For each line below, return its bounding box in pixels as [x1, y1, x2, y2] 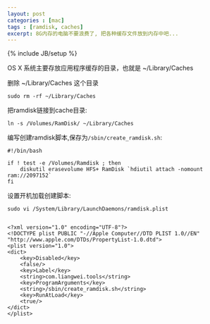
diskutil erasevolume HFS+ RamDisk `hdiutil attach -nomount [20, 166, 203, 173]
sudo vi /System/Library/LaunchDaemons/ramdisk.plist [7, 206, 169, 213]
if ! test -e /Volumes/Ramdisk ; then [7, 160, 121, 167]
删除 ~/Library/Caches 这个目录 [7, 79, 99, 87]
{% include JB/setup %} [7, 49, 78, 58]
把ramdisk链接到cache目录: [7, 106, 87, 115]
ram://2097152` [7, 172, 52, 180]
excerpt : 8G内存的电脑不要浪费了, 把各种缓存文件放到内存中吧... [7, 30, 179, 37]
